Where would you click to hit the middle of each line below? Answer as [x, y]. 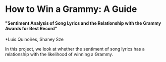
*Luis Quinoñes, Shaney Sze [34, 39]
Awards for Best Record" [31, 28]
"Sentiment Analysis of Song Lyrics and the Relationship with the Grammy [83, 23]
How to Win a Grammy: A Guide [71, 9]
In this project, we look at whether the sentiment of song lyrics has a [75, 49]
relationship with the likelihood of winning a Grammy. [59, 54]
